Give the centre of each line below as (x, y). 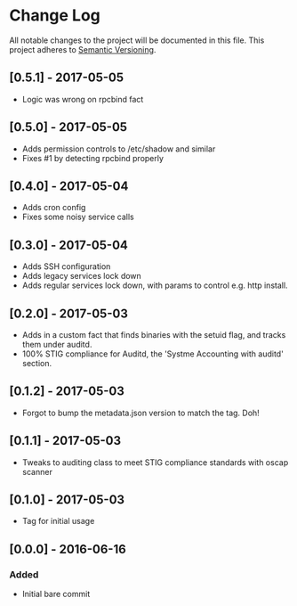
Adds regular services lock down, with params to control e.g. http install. (155, 285)
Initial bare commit (56, 594)
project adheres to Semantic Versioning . (83, 49)
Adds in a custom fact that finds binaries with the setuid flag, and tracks (154, 335)
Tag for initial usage (58, 521)
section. (37, 363)
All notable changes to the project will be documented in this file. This (137, 40)
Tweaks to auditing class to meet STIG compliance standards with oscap (155, 462)
